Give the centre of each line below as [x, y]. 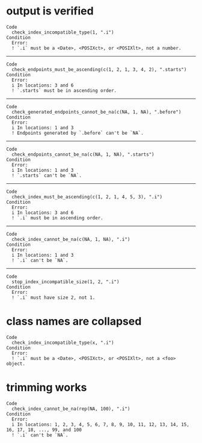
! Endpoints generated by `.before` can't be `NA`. [78, 133]
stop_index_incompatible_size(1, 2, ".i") [66, 282]
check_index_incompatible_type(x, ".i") [63, 343]
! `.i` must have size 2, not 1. [54, 298]
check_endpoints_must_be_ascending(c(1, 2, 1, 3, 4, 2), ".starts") [99, 69]
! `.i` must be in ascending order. [57, 218]
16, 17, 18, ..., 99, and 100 [44, 430]
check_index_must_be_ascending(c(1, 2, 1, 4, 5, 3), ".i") [87, 197]
